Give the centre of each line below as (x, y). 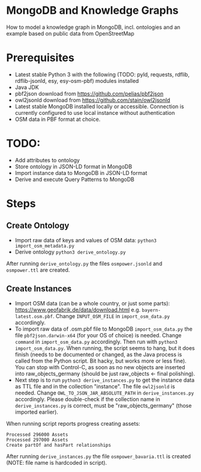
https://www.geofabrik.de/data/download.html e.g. (78, 310)
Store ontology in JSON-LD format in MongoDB (73, 167)
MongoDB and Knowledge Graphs (92, 11)
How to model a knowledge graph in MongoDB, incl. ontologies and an (93, 27)
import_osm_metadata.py (45, 246)
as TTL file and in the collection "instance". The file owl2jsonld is (95, 386)
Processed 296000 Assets (37, 434)
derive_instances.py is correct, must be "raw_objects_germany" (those (103, 405)
